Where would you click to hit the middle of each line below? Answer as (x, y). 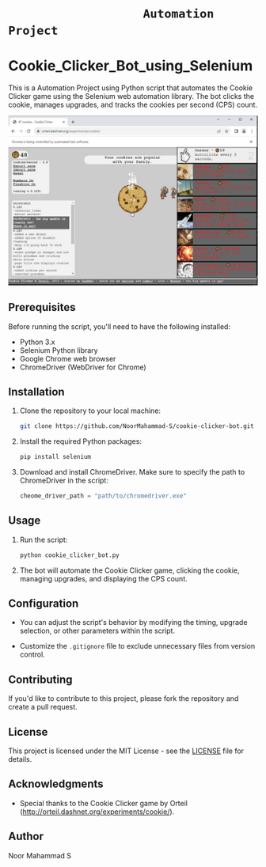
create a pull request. (43, 707)
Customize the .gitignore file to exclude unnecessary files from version (137, 646)
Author (26, 837)
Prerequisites (42, 307)
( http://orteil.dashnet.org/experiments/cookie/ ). (97, 812)
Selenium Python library (59, 350)
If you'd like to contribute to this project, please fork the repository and (123, 699)
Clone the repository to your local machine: (90, 411)
